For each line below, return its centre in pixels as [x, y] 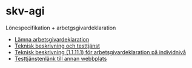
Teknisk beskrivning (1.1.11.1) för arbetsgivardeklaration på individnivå [100, 52]
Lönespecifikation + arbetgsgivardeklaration [61, 28]
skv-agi [25, 11]
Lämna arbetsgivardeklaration [51, 39]
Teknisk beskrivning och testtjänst [57, 46]
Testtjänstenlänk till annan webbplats [61, 58]
